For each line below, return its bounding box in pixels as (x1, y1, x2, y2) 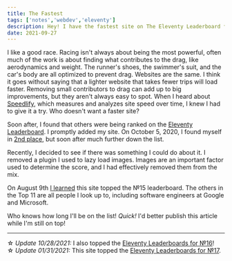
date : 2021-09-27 (7, 29, 57, 37)
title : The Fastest (7, 10, 64, 17)
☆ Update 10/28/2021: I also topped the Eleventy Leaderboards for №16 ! (7, 239, 215, 247)
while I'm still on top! (7, 219, 66, 228)
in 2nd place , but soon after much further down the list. (7, 135, 164, 144)
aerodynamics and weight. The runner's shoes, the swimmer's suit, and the (7, 63, 222, 71)
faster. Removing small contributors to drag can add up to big (7, 85, 182, 93)
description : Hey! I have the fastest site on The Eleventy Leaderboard (7, 23, 221, 30)
